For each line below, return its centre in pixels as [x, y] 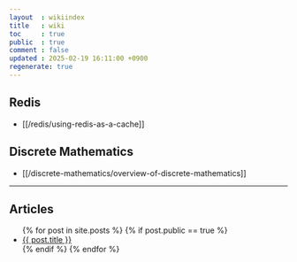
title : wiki [37, 26]
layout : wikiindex [47, 17]
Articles [32, 209]
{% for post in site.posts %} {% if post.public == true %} [125, 230]
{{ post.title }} [47, 240]
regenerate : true [41, 67]
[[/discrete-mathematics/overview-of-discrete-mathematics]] [134, 173]
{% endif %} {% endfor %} [71, 250]
